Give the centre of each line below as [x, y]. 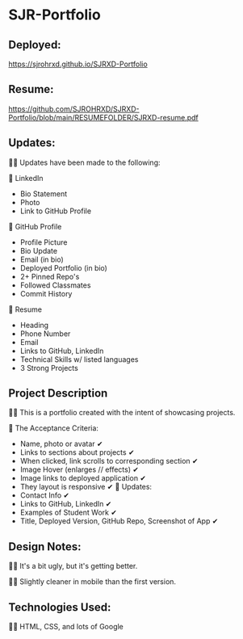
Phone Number [45, 334]
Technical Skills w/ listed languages [79, 359]
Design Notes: [45, 547]
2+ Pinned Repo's [50, 276]
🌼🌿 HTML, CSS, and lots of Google [66, 627]
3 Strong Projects [49, 368]
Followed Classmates [55, 285]
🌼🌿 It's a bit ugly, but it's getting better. [73, 566]
